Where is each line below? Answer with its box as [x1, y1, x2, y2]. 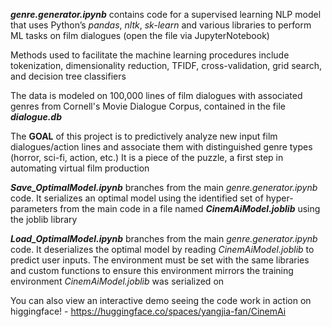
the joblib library [10, 214, 78, 225]
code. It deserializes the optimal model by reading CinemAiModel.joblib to [10, 244, 315, 255]
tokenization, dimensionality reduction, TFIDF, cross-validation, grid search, [10, 60, 323, 71]
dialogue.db [10, 111, 62, 123]
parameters [10, 203, 58, 214]
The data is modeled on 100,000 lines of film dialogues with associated [10, 90, 303, 101]
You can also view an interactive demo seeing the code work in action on [10, 295, 312, 306]
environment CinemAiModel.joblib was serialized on [10, 275, 225, 287]
